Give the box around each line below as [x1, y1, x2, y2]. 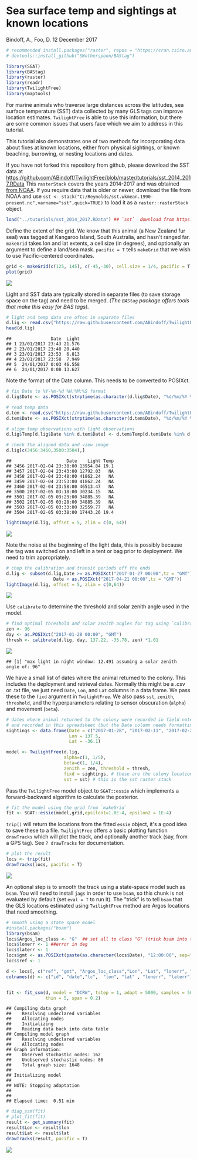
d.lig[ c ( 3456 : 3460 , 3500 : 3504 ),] [6, 447, 85, 453]
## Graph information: [6, 1047, 62, 1053]
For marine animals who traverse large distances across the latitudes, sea [6, 101, 184, 108]
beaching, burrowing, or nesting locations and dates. [6, 150, 134, 157]
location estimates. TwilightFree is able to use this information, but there [6, 113, 182, 121]
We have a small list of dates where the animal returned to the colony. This [6, 674, 186, 681]
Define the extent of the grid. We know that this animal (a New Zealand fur [6, 227, 186, 234]
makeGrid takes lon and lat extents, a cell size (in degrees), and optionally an [6, 240, 189, 247]
